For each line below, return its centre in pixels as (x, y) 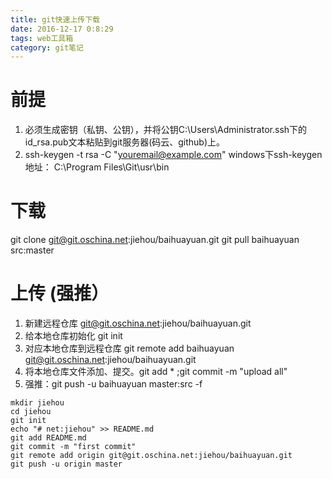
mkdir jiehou (37, 403)
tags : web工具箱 (42, 38)
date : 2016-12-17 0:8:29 (62, 29)
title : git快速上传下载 (55, 19)
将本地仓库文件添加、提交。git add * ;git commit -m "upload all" (156, 372)
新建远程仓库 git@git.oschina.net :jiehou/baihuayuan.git (138, 323)
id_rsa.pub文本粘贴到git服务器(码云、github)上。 (125, 142)
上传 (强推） (60, 293)
